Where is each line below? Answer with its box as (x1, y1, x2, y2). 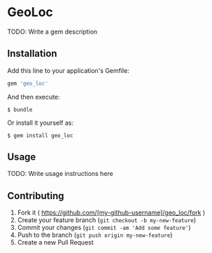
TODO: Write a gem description (7, 27, 98, 36)
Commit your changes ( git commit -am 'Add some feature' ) (17, 224, 191, 232)
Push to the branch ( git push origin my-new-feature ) (17, 231, 173, 239)
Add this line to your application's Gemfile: (7, 66, 129, 74)
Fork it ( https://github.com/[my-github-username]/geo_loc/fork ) (17, 208, 206, 217)
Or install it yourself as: (7, 118, 73, 127)
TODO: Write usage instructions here (7, 170, 113, 178)
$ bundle (7, 106, 33, 113)
